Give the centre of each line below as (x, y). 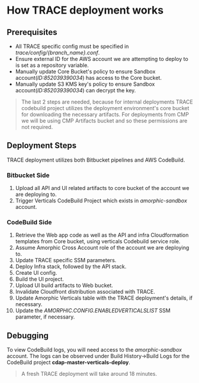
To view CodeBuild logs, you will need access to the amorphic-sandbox (94, 350)
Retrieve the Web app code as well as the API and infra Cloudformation (102, 235)
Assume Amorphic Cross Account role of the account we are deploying (102, 248)
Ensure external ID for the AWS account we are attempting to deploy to (102, 59)
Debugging (28, 335)
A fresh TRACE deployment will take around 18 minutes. (89, 374)
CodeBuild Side (29, 223)
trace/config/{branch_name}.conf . (57, 53)
